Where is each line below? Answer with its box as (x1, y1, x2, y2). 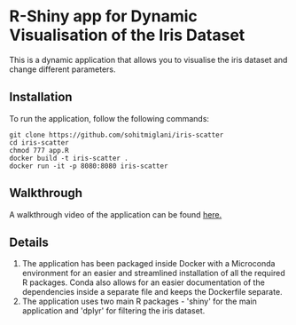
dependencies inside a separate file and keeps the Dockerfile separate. (21, 287, 283, 297)
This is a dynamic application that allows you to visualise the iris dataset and (9, 54, 288, 65)
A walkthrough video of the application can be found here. (9, 209, 222, 219)
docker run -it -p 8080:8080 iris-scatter (9, 162, 168, 170)
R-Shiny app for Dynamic (9, 6, 198, 27)
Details (9, 234, 49, 250)
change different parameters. (9, 64, 117, 75)
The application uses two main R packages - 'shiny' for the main (21, 296, 257, 307)
